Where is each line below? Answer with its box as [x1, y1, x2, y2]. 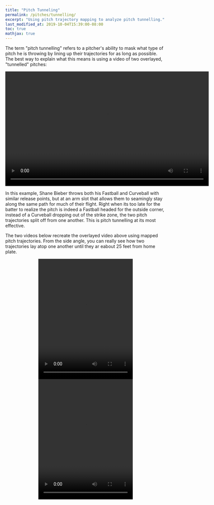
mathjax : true [5, 31, 36, 36]
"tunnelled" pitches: [5, 62, 47, 67]
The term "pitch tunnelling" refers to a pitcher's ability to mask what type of [5, 45, 164, 51]
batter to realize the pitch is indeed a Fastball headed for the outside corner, [5, 207, 164, 212]
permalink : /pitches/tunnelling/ [5, 12, 76, 17]
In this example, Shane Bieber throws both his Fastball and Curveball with [5, 190, 159, 196]
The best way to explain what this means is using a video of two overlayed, [5, 56, 163, 62]
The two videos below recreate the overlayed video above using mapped [5, 233, 159, 238]
